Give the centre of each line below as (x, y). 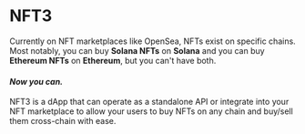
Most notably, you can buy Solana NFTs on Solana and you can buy (137, 50)
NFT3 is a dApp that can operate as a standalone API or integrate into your (149, 102)
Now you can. (36, 81)
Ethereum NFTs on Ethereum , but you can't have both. (113, 60)
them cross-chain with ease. (63, 121)
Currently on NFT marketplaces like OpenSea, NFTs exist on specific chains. (152, 41)
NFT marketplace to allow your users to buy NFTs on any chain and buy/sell (151, 111)
